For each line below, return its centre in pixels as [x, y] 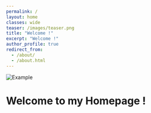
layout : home [22, 17]
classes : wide [23, 22]
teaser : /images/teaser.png [40, 28]
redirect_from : [25, 50]
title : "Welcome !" [30, 33]
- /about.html [28, 60]
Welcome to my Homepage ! [76, 101]
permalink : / [22, 11]
